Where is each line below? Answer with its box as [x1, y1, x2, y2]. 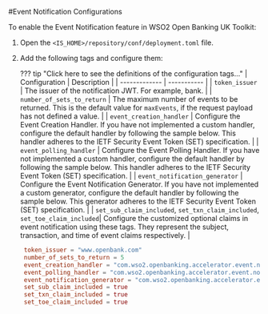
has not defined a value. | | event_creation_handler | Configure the [19, 111, 241, 121]
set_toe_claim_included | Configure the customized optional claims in [19, 214, 249, 223]
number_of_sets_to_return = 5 [23, 253, 125, 261]
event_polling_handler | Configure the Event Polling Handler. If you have [19, 146, 260, 155]
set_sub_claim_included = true [23, 284, 128, 292]
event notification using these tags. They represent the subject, [19, 222, 230, 231]
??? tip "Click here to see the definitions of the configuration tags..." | [19, 69, 248, 78]
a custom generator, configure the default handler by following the [19, 188, 239, 197]
